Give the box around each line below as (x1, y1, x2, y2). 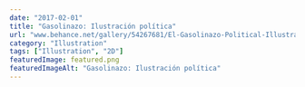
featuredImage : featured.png (9, 55, 120, 64)
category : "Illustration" (9, 38, 107, 48)
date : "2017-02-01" (9, 13, 84, 23)
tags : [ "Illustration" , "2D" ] (9, 47, 124, 56)
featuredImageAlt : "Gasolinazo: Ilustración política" (9, 64, 221, 73)
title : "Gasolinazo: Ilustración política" (9, 22, 177, 31)
